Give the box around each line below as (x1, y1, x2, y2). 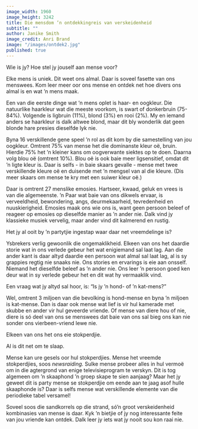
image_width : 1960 (6, 8, 51, 15)
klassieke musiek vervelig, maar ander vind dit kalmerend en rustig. (6, 217, 170, 224)
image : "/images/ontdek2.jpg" (6, 42, 81, 48)
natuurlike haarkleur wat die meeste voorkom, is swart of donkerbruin (6, 105, 176, 113)
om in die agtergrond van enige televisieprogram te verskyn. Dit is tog (6, 366, 176, 374)
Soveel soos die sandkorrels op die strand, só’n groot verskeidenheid (6, 403, 174, 410)
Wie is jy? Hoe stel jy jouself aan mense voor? (6, 63, 118, 71)
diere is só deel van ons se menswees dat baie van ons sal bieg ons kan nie (6, 313, 190, 320)
